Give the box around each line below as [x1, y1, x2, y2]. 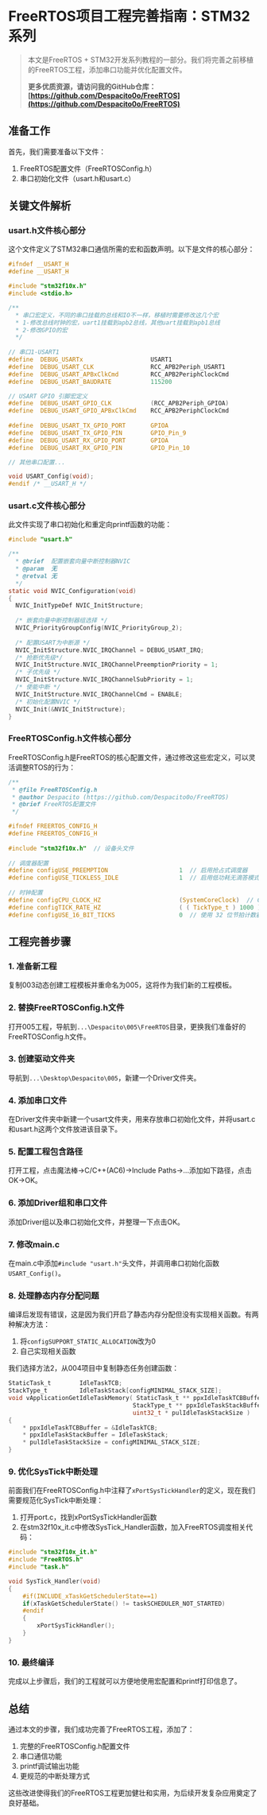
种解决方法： [8, 1320, 50, 1329]
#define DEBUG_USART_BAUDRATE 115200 [8, 378, 172, 386]
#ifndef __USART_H [8, 260, 69, 269]
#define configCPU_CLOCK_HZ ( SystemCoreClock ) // [8, 896, 254, 904]
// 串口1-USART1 [8, 348, 60, 356]
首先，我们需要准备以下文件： [8, 146, 106, 156]
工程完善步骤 [8, 935, 72, 948]
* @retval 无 [15, 572, 57, 580]
